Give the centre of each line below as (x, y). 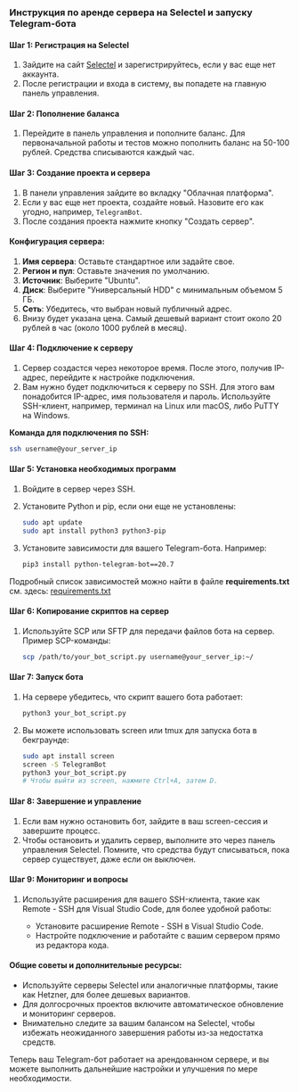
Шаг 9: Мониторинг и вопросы (69, 880)
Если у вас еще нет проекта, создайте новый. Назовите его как (143, 202)
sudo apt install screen (68, 756)
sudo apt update (52, 523)
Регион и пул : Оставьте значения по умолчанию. (116, 270)
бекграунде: (45, 740)
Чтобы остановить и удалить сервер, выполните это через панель (149, 840)
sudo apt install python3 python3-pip (94, 531)
